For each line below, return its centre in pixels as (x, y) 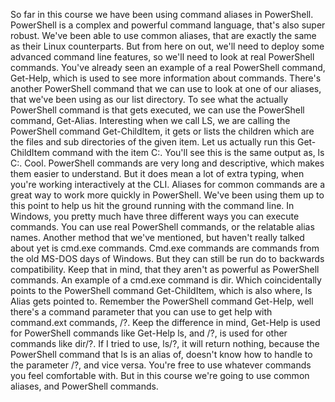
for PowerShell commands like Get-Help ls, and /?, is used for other (149, 333)
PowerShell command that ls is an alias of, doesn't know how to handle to (161, 354)
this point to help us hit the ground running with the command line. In (152, 205)
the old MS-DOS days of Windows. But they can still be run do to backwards (167, 258)
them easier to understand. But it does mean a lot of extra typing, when (157, 173)
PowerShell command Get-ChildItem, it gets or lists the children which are (162, 131)
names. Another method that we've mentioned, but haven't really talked (157, 237)
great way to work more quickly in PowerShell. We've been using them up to (167, 195)
